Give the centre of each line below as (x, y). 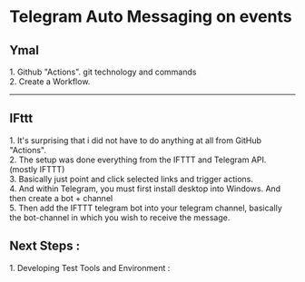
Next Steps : (44, 246)
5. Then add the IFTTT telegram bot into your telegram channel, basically (146, 208)
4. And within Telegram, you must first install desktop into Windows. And (145, 189)
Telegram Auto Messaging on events (151, 17)
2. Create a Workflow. (50, 82)
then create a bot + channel (61, 198)
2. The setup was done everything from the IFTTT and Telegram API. (138, 160)
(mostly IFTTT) (37, 169)
